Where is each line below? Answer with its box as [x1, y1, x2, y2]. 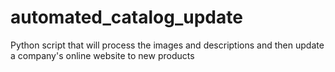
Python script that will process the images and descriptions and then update [10, 39, 325, 51]
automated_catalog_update [10, 6, 243, 29]
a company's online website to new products [10, 49, 195, 61]
